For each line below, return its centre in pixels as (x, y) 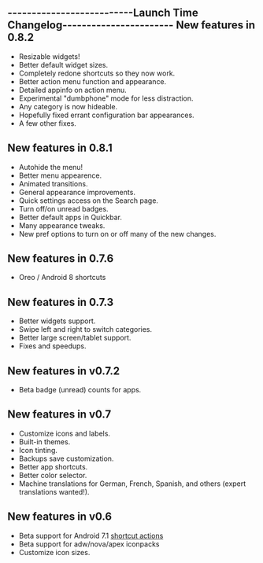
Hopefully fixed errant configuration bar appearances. (106, 115)
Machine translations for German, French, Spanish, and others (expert (132, 484)
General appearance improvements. (77, 192)
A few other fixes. (47, 123)
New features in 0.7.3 (61, 302)
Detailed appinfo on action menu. (72, 90)
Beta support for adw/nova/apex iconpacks (89, 544)
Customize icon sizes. (54, 552)
